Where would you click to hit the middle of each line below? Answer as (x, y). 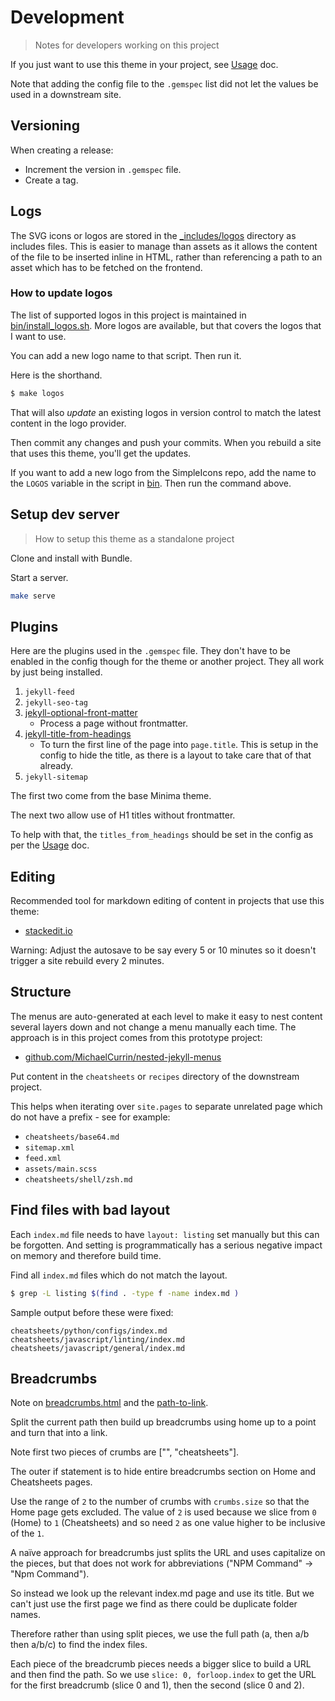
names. (25, 1615)
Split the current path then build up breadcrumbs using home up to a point (163, 1422)
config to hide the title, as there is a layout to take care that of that (175, 755)
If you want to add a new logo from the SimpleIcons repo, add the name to (163, 472)
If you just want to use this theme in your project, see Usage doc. (144, 64)
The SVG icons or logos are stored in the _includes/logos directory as (153, 235)
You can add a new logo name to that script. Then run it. (126, 355)
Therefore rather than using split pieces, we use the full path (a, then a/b (160, 1634)
